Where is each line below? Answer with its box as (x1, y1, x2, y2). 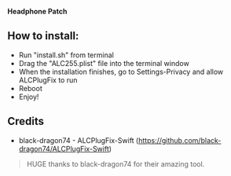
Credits (7, 115, 45, 128)
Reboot (18, 83, 42, 93)
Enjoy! (18, 92, 39, 101)
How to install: (7, 29, 79, 42)
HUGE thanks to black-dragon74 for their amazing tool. (26, 159, 205, 168)
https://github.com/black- (137, 135, 222, 145)
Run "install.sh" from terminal (18, 50, 115, 60)
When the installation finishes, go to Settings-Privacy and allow (18, 67, 224, 76)
